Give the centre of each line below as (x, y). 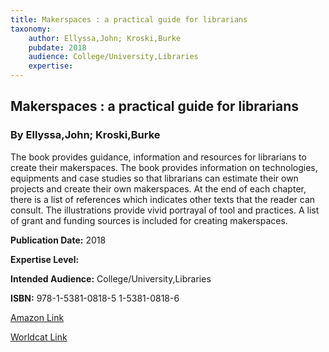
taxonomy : (31, 29)
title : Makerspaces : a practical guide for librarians (129, 19)
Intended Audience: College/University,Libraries (111, 278)
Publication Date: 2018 (58, 240)
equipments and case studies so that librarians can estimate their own (154, 178)
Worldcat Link (39, 337)
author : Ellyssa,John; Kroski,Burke (105, 38)
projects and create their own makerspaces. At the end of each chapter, (158, 188)
